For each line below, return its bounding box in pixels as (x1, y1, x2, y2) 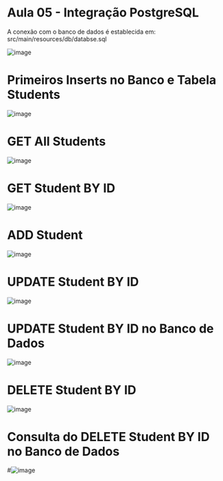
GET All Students (7, 134, 106, 149)
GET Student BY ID (7, 181, 115, 196)
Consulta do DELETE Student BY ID (7, 429, 210, 445)
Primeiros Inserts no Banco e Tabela (7, 72, 217, 88)
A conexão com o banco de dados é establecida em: (7, 27, 156, 36)
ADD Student (7, 227, 84, 243)
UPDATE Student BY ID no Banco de (7, 321, 214, 336)
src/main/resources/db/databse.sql (7, 34, 107, 43)
